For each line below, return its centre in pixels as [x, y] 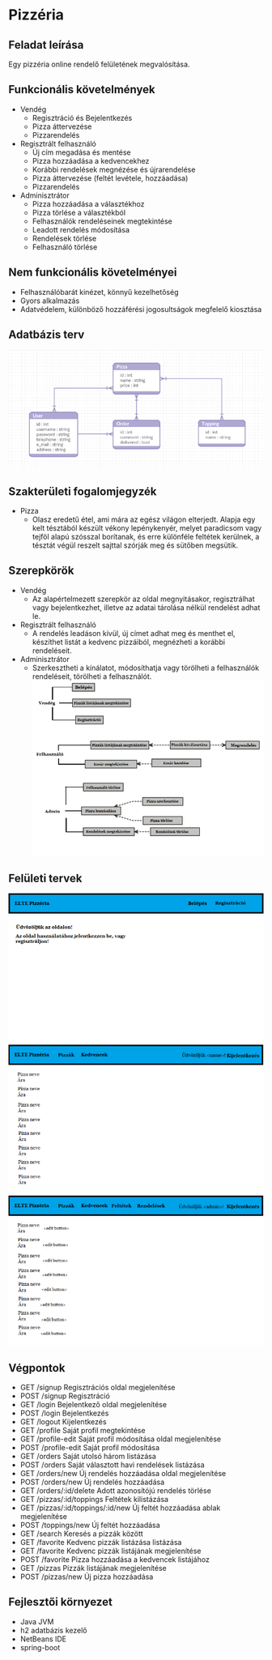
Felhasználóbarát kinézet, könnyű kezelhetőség [100, 292]
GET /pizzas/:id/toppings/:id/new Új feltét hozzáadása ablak [120, 1508]
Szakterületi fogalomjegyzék [83, 491]
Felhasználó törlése [65, 247]
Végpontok [37, 1368]
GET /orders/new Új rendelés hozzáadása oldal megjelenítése [123, 1474]
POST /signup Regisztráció [65, 1396]
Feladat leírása [46, 45]
